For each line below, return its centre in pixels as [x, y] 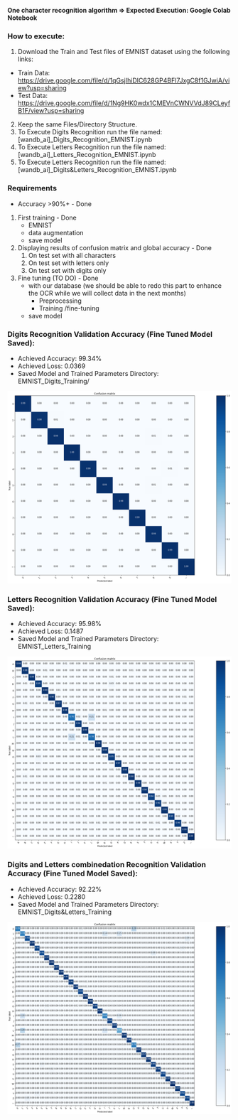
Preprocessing [60, 301]
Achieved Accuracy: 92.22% [59, 889]
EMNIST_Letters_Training [54, 647]
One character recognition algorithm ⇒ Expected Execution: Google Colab [119, 10]
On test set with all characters [72, 255]
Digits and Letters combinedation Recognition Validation [107, 865]
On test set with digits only [67, 270]
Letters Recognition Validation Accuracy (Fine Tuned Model [112, 599]
